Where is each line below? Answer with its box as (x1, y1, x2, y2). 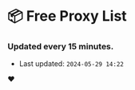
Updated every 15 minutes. (7, 41, 114, 53)
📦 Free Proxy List (7, 7, 127, 25)
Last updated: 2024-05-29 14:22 (18, 59, 125, 68)
